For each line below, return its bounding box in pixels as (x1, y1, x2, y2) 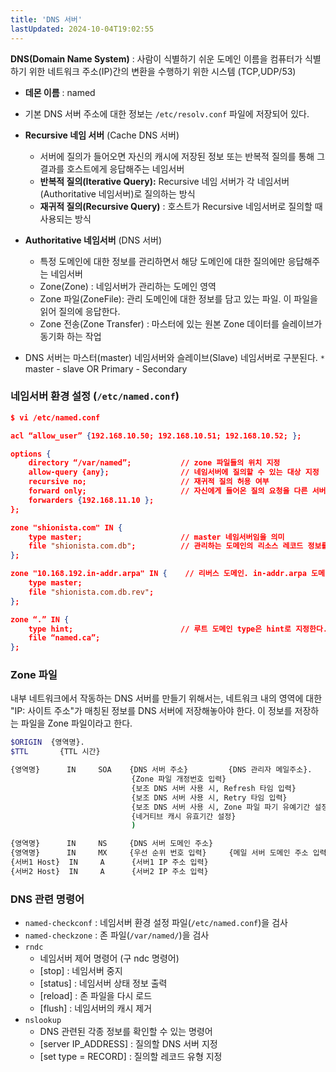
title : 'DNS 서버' (10, 14, 83, 25)
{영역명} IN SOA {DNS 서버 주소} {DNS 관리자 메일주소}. (10, 765, 313, 775)
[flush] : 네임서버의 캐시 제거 (39, 1002, 153, 1015)
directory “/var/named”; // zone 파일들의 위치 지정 (28, 458, 281, 468)
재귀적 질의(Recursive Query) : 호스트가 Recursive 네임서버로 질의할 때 (39, 200, 323, 212)
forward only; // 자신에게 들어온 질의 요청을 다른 (28, 486, 308, 496)
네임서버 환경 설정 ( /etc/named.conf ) (10, 389, 180, 403)
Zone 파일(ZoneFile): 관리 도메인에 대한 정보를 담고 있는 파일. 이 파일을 (39, 292, 318, 305)
